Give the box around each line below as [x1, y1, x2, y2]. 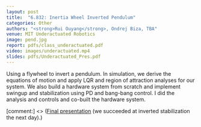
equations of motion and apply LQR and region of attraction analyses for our [6, 76, 195, 84]
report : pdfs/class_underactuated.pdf [6, 43, 104, 49]
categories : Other [6, 20, 52, 26]
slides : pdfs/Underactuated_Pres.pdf [6, 54, 101, 60]
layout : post [6, 8, 39, 15]
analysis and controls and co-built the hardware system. [6, 96, 146, 103]
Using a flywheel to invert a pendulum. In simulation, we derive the [6, 70, 172, 77]
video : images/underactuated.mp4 [6, 48, 90, 54]
